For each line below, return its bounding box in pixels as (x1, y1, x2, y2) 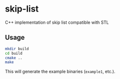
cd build (5, 51, 23, 56)
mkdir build (5, 46, 29, 51)
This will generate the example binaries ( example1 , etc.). (5, 69, 116, 75)
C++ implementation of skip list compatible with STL (5, 19, 109, 25)
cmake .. (5, 55, 23, 60)
